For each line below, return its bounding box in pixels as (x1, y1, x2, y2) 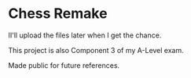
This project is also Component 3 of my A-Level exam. (8, 45, 184, 55)
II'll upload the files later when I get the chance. (8, 30, 162, 40)
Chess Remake (8, 5, 108, 23)
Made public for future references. (8, 60, 120, 70)
